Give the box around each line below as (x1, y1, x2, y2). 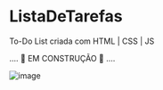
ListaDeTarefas (9, 6, 123, 27)
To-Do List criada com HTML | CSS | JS (9, 36, 155, 46)
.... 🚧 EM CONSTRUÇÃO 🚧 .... (9, 53, 116, 63)
